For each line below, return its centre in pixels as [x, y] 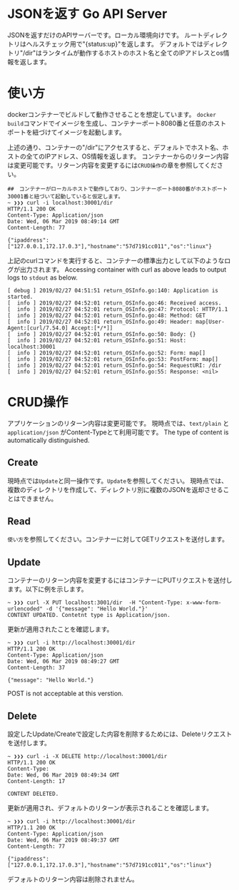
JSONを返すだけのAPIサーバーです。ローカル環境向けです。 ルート [105, 35]
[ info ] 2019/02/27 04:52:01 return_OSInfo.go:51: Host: [97, 340]
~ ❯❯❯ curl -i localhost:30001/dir [60, 203]
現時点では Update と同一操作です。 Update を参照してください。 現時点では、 [118, 481]
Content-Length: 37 [36, 668]
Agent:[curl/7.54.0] [38, 328]
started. [20, 297]
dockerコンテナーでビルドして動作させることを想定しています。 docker [112, 114]
